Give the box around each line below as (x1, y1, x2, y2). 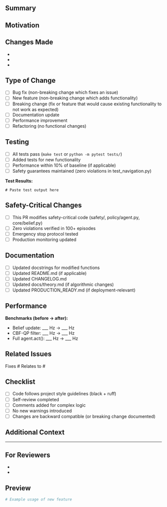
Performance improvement (12, 117, 68, 123)
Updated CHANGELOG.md (12, 275, 67, 281)
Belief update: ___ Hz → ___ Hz (12, 324, 75, 331)
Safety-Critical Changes (5, 201, 82, 210)
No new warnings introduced (12, 408, 72, 414)
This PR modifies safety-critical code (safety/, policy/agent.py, (12, 214, 140, 220)
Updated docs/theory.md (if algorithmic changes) (12, 281, 114, 287)
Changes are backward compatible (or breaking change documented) (12, 413, 156, 419)
